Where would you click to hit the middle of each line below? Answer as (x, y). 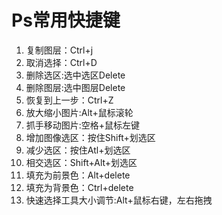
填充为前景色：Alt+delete (78, 175)
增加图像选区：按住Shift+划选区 (90, 137)
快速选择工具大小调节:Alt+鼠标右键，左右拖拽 (119, 200)
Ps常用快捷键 (66, 20)
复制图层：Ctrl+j (59, 50)
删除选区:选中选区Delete (75, 75)
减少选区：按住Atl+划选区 (78, 150)
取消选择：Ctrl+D (61, 62)
